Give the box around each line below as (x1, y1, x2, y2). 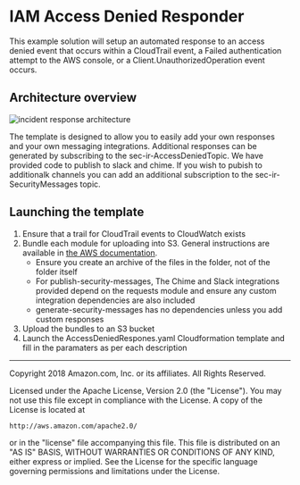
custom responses (35, 314, 104, 324)
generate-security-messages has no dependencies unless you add (35, 304, 283, 314)
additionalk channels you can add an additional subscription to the (9, 169, 254, 180)
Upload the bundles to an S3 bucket (21, 323, 154, 334)
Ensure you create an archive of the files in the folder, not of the (35, 256, 271, 267)
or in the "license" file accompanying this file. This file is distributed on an (9, 437, 280, 447)
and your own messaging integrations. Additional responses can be (9, 140, 257, 151)
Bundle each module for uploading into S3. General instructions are (21, 238, 271, 248)
